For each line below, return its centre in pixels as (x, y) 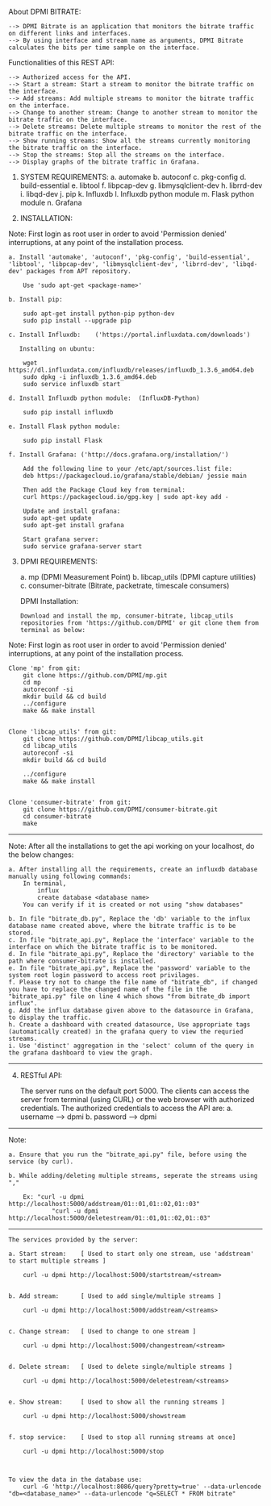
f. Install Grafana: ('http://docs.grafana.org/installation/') (119, 455)
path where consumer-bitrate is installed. (83, 961)
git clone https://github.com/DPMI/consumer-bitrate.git (121, 809)
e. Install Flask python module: (65, 426)
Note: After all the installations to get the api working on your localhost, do (131, 846)
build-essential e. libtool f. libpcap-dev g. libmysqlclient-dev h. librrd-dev (141, 185)
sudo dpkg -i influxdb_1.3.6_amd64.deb (90, 377)
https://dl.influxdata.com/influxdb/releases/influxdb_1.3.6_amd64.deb (131, 370)
